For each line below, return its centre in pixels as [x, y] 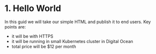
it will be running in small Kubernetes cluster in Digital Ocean [72, 41]
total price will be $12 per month [44, 46]
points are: [15, 27]
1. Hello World [33, 8]
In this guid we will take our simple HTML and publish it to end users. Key [78, 22]
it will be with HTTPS [32, 36]
